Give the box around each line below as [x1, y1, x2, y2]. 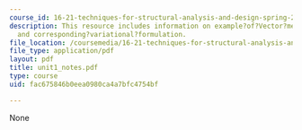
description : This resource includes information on [9, 22, 211, 30]
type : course [9, 72, 58, 81]
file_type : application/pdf [9, 47, 115, 56]
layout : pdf [9, 55, 54, 64]
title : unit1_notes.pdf [9, 64, 99, 73]
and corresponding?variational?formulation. [17, 30, 187, 39]
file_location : [9, 38, 67, 48]
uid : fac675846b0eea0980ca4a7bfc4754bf [9, 80, 159, 89]
